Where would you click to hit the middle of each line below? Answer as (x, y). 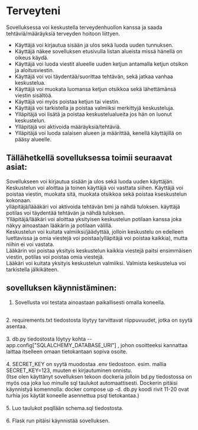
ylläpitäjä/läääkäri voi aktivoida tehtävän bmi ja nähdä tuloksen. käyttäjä (93, 206)
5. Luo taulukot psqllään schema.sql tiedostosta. (65, 408)
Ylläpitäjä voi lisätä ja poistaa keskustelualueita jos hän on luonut (93, 114)
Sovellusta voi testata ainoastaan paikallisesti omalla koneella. (90, 302)
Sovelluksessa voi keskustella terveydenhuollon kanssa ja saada (84, 27)
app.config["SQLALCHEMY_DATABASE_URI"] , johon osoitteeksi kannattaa (97, 345)
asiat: (17, 167)
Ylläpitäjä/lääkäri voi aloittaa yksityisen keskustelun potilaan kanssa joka (94, 219)
